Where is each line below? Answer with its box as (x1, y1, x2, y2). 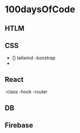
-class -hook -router (5, 88, 48, 95)
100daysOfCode (5, 4, 75, 15)
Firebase (5, 121, 34, 129)
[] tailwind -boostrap (12, 55, 56, 61)
